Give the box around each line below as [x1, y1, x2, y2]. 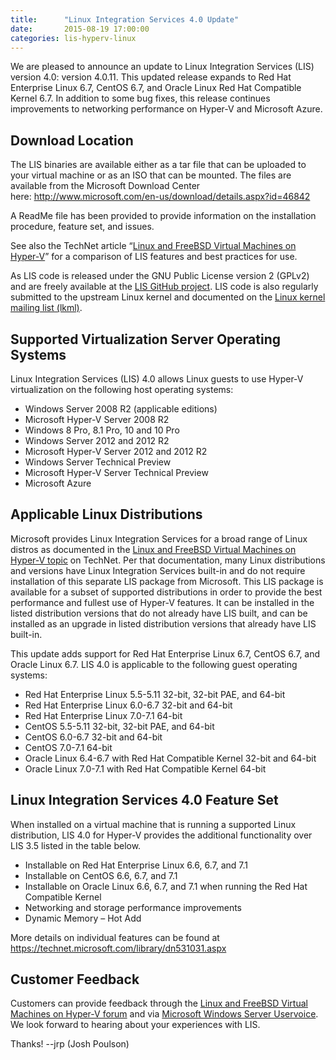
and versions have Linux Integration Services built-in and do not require [10, 564, 306, 576]
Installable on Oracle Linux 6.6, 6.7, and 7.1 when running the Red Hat [24, 880, 308, 892]
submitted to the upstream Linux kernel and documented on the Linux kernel [10, 291, 326, 303]
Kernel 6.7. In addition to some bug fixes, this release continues [10, 92, 271, 105]
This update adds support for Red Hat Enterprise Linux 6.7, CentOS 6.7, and [10, 647, 321, 660]
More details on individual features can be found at [10, 931, 220, 943]
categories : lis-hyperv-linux [10, 33, 137, 43]
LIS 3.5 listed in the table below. [10, 839, 142, 851]
